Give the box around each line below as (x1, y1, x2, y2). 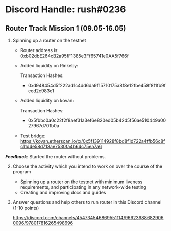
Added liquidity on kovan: (20, 98, 74, 104)
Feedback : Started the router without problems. (5, 153, 106, 159)
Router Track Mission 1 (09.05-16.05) (5, 24, 126, 33)
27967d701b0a (28, 123, 60, 129)
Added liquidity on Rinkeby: (20, 63, 78, 68)
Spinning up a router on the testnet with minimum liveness (20, 178, 143, 185)
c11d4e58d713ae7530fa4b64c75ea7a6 (20, 144, 102, 149)
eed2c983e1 (28, 88, 55, 94)
